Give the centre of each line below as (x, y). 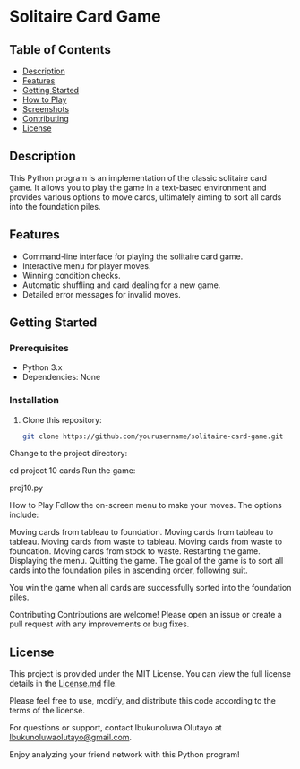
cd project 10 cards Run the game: (73, 471)
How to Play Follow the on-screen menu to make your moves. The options (146, 505)
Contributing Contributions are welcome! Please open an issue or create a (146, 615)
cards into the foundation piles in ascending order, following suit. (129, 570)
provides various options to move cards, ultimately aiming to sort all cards (146, 197)
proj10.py (26, 488)
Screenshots (46, 109)
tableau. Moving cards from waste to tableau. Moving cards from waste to (146, 542)
